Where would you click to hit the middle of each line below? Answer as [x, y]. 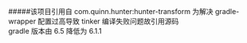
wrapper [22, 21]
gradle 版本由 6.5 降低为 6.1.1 [55, 31]
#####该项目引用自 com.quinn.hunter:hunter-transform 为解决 [111, 11]
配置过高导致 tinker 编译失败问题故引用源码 [108, 21]
